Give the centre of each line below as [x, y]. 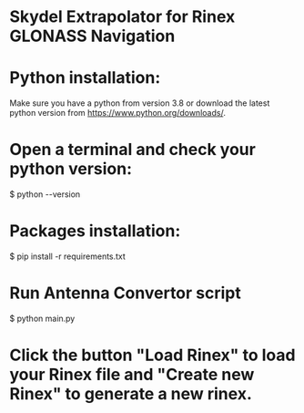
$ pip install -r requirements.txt [67, 256]
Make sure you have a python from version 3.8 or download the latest [140, 103]
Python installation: [85, 78]
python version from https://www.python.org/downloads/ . [117, 113]
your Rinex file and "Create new [132, 375]
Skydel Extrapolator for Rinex [122, 17]
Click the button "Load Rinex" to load [152, 355]
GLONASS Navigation [92, 36]
